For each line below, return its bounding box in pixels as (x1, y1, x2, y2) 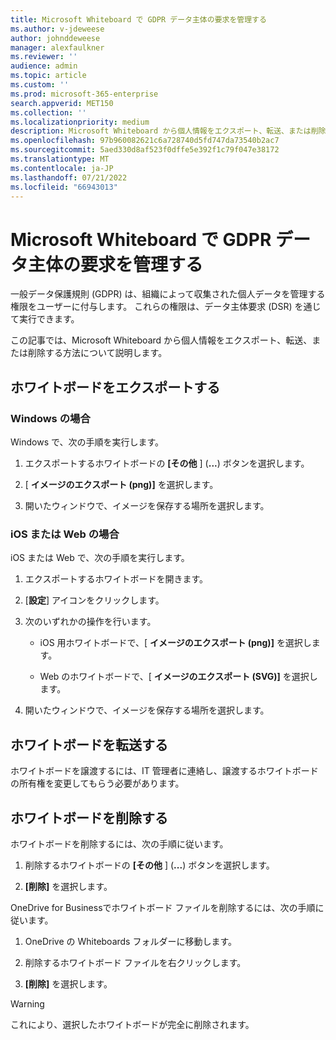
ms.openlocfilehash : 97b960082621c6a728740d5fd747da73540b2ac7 (10, 136, 280, 146)
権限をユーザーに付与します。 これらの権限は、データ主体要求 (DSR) (10, 301, 293, 313)
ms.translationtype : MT (10, 154, 110, 164)
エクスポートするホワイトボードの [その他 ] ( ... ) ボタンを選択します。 (24, 457, 310, 469)
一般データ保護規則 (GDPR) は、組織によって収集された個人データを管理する (10, 288, 326, 300)
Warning (10, 997, 45, 1010)
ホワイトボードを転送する (10, 736, 168, 753)
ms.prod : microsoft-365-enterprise (10, 89, 159, 99)
